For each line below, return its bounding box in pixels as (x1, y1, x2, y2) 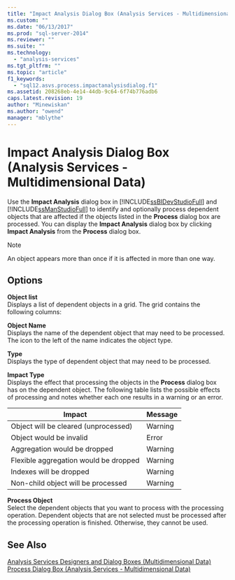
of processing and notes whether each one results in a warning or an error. (7, 393, 224, 402)
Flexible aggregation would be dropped (10, 455, 140, 465)
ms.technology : (7, 50, 52, 57)
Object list (7, 293, 38, 302)
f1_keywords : (7, 75, 45, 83)
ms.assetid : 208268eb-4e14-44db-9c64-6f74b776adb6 (7, 88, 158, 95)
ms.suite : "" (7, 43, 45, 50)
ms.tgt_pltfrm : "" (7, 62, 61, 69)
